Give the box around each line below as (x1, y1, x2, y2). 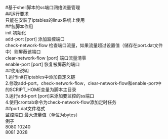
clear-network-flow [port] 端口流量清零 (5, 55, 87, 61)
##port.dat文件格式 (5, 106, 46, 111)
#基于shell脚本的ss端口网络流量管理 (5, 5, 80, 10)
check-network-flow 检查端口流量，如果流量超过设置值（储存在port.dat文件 (5, 42, 163, 48)
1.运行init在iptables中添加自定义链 (5, 74, 76, 80)
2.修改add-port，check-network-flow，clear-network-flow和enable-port (5, 80, 157, 86)
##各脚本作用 (5, 23, 33, 29)
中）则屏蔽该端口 (5, 49, 41, 55)
